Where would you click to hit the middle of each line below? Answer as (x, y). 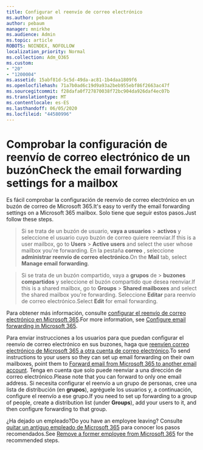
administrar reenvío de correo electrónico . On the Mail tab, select (104, 257)
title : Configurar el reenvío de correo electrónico (74, 12)
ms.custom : (20, 63)
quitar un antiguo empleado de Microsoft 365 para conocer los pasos (93, 427)
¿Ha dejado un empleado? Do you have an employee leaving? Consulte (95, 421)
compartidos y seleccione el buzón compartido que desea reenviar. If (108, 282)
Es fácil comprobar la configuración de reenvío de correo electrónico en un (100, 200)
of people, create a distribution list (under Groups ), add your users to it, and (101, 402)
